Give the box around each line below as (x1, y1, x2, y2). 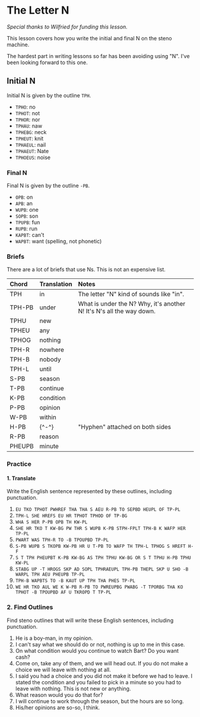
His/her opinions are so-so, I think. (15, 704, 100, 711)
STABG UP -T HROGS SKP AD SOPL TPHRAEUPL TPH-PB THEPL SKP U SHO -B (15, 566, 189, 573)
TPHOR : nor (15, 116, 40, 123)
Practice (7, 460, 31, 468)
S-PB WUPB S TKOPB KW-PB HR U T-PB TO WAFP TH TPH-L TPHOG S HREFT (15, 544, 186, 550)
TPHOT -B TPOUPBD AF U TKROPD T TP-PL (15, 589, 112, 595)
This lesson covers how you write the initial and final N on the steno (7, 34, 172, 42)
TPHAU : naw (15, 122, 43, 129)
